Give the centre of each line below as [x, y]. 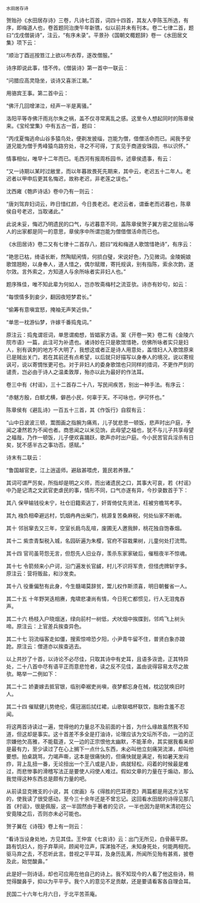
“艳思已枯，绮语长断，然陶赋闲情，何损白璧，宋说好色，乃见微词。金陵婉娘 [99, 257]
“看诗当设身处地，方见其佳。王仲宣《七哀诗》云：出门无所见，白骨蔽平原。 [99, 839]
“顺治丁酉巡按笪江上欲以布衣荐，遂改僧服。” [60, 55]
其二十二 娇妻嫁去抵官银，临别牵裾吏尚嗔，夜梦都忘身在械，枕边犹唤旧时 [96, 686]
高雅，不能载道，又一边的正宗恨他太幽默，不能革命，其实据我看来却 [110, 741]
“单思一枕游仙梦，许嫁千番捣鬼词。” [49, 322]
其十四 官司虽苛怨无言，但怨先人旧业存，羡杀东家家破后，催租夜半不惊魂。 [98, 553]
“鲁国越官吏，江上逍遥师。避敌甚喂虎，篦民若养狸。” [70, 470]
